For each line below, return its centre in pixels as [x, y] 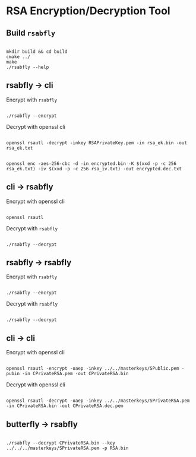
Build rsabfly [31, 33]
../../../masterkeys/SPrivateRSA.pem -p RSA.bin [67, 448]
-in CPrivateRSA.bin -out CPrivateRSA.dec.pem [65, 406]
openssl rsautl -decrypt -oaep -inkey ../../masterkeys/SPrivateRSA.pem [98, 401]
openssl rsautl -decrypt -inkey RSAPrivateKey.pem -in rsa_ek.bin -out [97, 143]
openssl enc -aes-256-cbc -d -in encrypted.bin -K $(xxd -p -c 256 [91, 164]
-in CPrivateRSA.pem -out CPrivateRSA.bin [75, 374]
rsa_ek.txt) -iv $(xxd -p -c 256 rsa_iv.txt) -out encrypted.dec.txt [94, 169]
